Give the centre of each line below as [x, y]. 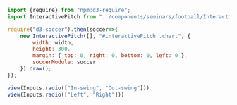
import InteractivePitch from [52, 17]
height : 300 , [52, 49]
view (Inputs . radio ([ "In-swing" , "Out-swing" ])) [79, 88]
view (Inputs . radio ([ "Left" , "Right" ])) [66, 94]
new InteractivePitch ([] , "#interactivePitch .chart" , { [105, 36]
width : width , [53, 42]
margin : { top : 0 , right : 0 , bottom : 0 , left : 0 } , [110, 56]
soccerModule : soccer [65, 62]
